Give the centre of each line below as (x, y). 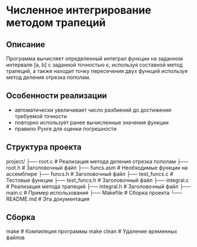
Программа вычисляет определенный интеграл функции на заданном (95, 59)
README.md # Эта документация (48, 199)
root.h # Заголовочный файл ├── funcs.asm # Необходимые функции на (97, 168)
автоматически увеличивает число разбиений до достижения (93, 110)
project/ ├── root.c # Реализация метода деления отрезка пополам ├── (97, 161)
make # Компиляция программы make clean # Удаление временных (92, 231)
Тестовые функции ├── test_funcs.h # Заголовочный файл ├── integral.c (98, 180)
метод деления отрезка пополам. (49, 77)
